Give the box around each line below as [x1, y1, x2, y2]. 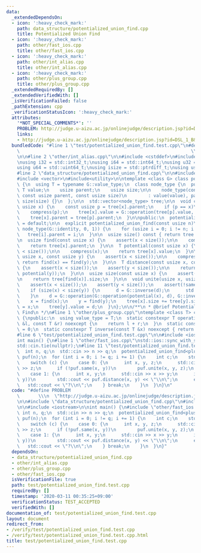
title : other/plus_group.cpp [17, 81, 90, 87]
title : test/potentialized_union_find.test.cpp [6, 538, 127, 544]
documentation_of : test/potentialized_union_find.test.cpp [6, 510, 157, 516]
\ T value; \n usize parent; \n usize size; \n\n [17, 187, 151, 193]
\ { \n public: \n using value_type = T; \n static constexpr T [17, 315, 175, 321]
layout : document [6, 516, 50, 522]
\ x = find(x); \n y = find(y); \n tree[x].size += [17, 298, 167, 304]
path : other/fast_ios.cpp [17, 43, 82, 49]
